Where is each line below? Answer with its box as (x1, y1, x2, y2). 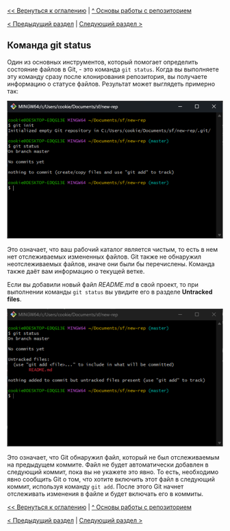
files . (7, 295, 22, 303)
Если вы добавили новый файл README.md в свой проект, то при (7, 280, 199, 288)
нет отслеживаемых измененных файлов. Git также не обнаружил (7, 252, 202, 261)
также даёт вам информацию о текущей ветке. (7, 267, 145, 275)
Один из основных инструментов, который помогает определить (7, 58, 199, 66)
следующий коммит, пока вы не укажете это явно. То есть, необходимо (7, 467, 219, 476)
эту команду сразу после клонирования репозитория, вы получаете (7, 72, 207, 80)
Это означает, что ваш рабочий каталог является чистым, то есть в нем (7, 245, 218, 253)
